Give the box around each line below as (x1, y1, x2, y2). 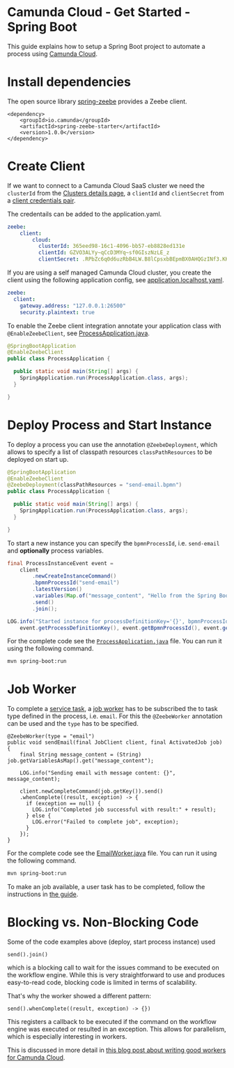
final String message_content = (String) (19, 752, 141, 759)
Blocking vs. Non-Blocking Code (7, 914, 199, 930)
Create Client (7, 159, 86, 175)
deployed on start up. (7, 455, 69, 463)
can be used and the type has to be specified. (7, 719, 139, 728)
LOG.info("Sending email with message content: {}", (19, 770, 176, 777)
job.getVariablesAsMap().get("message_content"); (7, 757, 155, 765)
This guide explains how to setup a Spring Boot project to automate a (7, 42, 205, 50)
